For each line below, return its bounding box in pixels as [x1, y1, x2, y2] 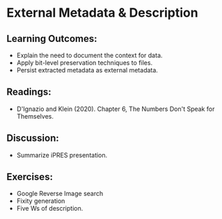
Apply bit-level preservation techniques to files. [16, 59, 153, 67]
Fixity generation [16, 197, 65, 205]
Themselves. [16, 112, 54, 120]
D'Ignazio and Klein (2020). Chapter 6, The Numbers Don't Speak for [16, 105, 215, 113]
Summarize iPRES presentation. [16, 151, 108, 159]
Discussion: [6, 133, 60, 144]
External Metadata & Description [6, 5, 199, 21]
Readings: [6, 86, 51, 98]
